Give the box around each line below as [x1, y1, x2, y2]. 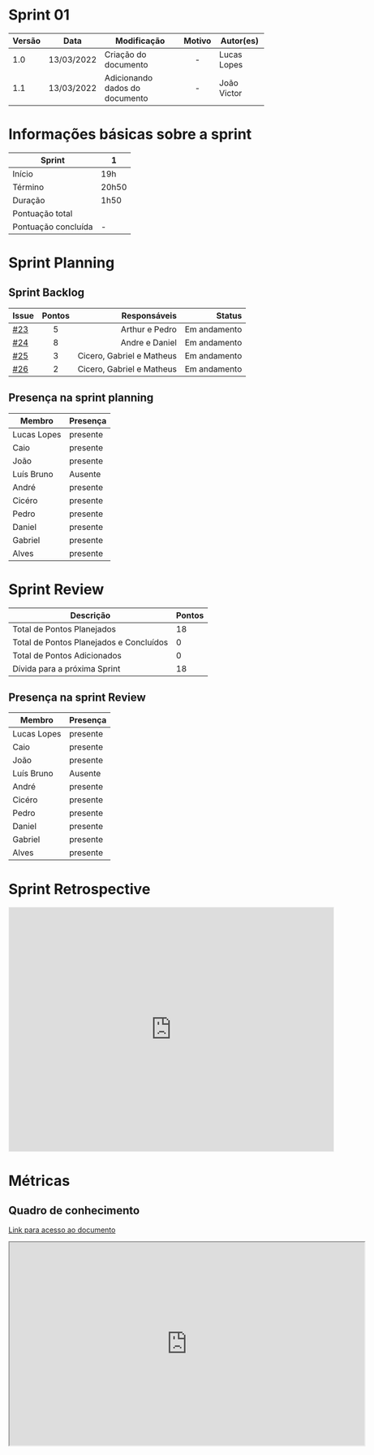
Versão [12, 35, 41, 46]
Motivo [183, 35, 212, 46]
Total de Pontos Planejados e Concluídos [12, 636, 169, 648]
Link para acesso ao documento [8, 1225, 116, 1235]
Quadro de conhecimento [8, 1203, 140, 1217]
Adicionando [104, 72, 153, 83]
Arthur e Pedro [120, 324, 177, 335]
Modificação [114, 35, 166, 46]
